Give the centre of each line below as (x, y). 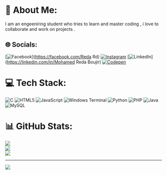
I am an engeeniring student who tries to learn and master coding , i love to (82, 24)
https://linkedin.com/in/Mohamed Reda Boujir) (54, 62)
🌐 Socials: (21, 45)
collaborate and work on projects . (40, 29)
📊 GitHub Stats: (39, 126)
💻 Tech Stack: (36, 83)
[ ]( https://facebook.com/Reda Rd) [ (67, 57)
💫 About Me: (31, 10)
